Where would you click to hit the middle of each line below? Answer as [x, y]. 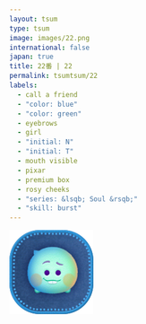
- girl [30, 133]
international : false [50, 48]
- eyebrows [38, 123]
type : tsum [30, 28]
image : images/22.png [50, 38]
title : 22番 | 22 [41, 66]
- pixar [32, 171]
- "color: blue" [47, 104]
